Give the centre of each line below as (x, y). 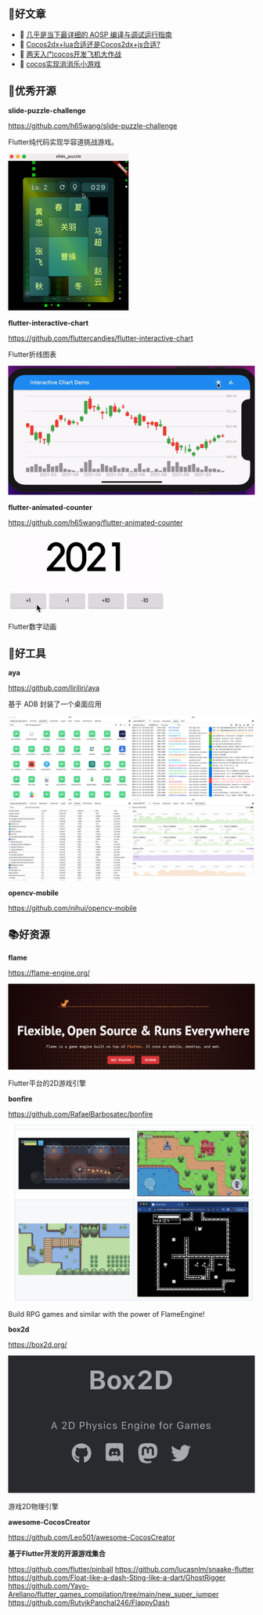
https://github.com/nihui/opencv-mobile (72, 908)
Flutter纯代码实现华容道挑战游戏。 (63, 142)
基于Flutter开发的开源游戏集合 (57, 1554)
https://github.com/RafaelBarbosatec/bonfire (81, 1114)
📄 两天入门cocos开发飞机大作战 (70, 54)
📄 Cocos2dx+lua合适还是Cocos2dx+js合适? (90, 44)
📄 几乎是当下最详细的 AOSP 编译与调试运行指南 (95, 35)
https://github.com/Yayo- (49, 1586)
